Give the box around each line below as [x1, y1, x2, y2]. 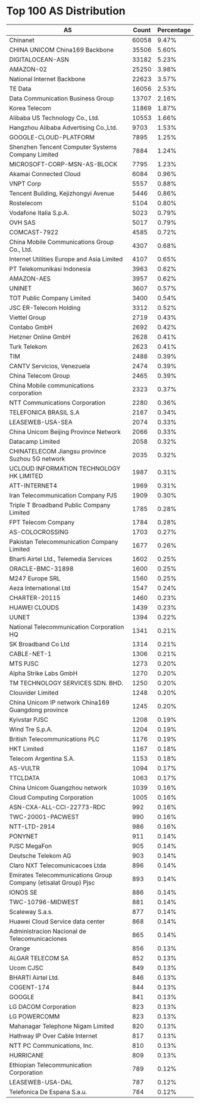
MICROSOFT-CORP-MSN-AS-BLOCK [9, 160, 118, 168]
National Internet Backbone [9, 75, 86, 83]
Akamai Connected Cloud [9, 169, 81, 178]
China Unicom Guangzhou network [9, 783, 108, 792]
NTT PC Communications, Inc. [9, 1041, 93, 1050]
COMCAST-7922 [9, 228, 58, 236]
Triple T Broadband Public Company [9, 501, 111, 509]
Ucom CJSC [9, 963, 43, 972]
